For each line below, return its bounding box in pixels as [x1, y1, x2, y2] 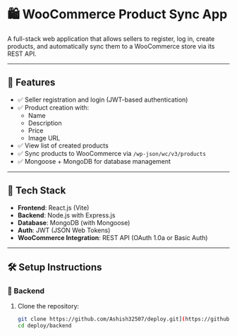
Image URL [28, 133, 61, 142]
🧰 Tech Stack [7, 185, 66, 197]
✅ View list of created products [17, 141, 109, 150]
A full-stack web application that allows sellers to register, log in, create [7, 34, 215, 43]
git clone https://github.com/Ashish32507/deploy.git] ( [17, 316, 186, 323]
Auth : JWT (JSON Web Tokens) [17, 226, 111, 234]
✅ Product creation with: [17, 103, 90, 112]
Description [28, 119, 62, 127]
